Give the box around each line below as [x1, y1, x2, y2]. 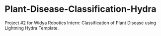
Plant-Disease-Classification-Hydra [4, 3, 157, 15]
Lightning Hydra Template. [4, 25, 59, 31]
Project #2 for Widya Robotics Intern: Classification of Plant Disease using [4, 20, 157, 26]
